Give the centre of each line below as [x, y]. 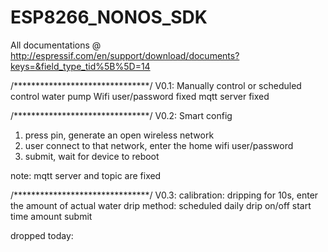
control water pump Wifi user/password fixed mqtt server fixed [140, 96]
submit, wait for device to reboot [92, 156]
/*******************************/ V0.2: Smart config [121, 115]
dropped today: [42, 235]
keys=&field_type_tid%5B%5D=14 [80, 66]
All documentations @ [56, 45]
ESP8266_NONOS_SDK [109, 17]
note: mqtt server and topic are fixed [86, 175]
